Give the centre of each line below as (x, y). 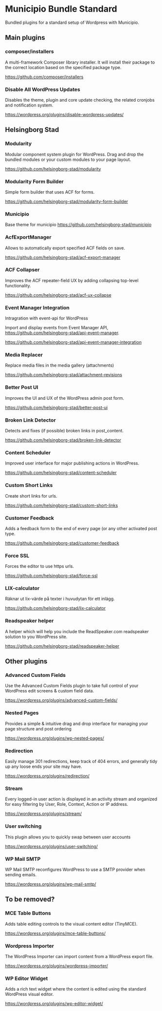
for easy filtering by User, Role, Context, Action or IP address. (67, 804)
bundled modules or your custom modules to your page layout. (68, 160)
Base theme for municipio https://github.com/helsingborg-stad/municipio (78, 225)
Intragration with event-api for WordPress (47, 318)
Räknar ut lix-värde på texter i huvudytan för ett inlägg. (60, 599)
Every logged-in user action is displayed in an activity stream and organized (81, 799)
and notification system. (29, 105)
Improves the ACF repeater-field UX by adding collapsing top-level (72, 280)
